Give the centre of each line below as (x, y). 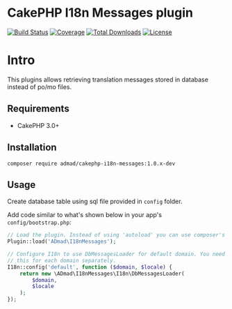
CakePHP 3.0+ (38, 125)
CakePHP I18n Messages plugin (100, 13)
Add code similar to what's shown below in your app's (84, 215)
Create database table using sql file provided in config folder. (95, 201)
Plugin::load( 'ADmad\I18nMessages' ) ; (62, 241)
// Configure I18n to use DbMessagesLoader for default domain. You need (116, 254)
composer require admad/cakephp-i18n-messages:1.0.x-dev (91, 164)
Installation (32, 148)
